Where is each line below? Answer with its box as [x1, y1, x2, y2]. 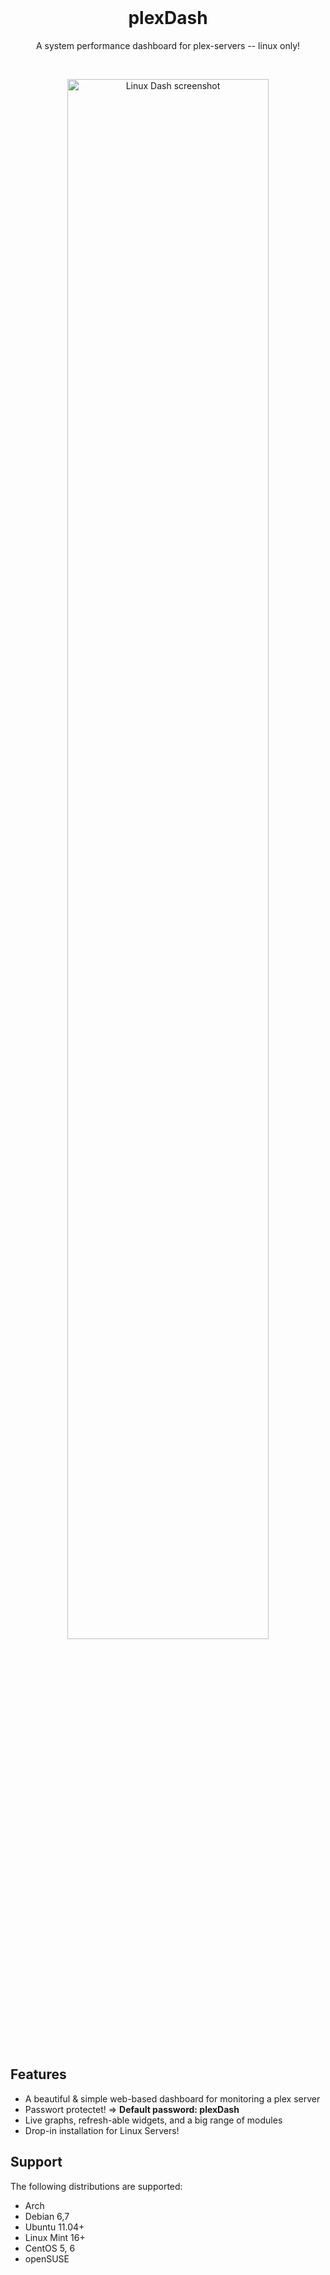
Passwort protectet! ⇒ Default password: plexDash [24, 2103, 240, 2115]
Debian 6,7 [24, 2210, 70, 2222]
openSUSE [24, 2252, 70, 2265]
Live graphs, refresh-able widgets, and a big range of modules [24, 2114, 283, 2126]
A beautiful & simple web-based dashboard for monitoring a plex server [24, 2092, 321, 2105]
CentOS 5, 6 [24, 2242, 76, 2254]
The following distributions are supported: [10, 2180, 183, 2192]
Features [10, 2066, 67, 2083]
